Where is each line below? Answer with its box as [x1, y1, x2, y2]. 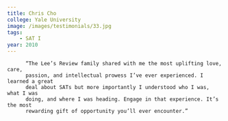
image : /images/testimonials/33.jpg [7, 22, 112, 29]
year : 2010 [7, 41, 38, 48]
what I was [7, 90, 38, 97]
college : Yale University [7, 16, 81, 23]
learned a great [7, 78, 53, 85]
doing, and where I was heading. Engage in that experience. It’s [25, 96, 219, 103]
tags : [7, 29, 23, 36]
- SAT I [19, 35, 41, 42]
